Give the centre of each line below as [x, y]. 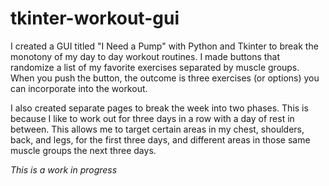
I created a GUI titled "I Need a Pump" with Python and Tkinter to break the [164, 46]
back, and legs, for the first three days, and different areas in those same [160, 139]
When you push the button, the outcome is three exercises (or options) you [165, 78]
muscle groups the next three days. [83, 150]
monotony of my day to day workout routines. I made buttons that [145, 56]
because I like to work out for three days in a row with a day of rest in [152, 118]
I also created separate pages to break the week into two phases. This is [159, 108]
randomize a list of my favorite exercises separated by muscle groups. [155, 67]
